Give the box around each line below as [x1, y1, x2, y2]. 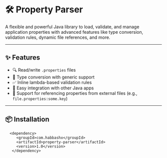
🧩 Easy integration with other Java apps [12, 85, 94, 91]
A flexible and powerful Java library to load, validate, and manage [5, 23, 140, 30]
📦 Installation [5, 115, 50, 124]
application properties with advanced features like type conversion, [5, 29, 143, 35]
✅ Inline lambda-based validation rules [12, 79, 92, 85]
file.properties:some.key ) [12, 95, 68, 101]
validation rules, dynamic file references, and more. [5, 34, 110, 40]
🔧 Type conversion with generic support [12, 74, 95, 80]
